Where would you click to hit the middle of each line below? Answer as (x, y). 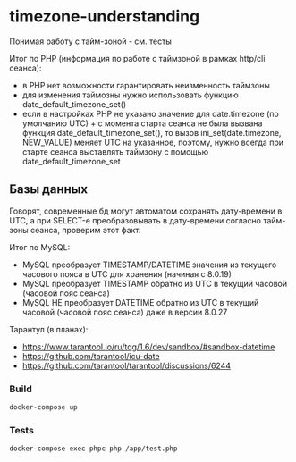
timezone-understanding (105, 17)
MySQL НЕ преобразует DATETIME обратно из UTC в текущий (140, 302)
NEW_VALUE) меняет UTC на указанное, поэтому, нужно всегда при (153, 142)
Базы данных (48, 189)
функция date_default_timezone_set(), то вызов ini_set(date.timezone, (152, 132)
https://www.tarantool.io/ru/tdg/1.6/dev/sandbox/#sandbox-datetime (148, 347)
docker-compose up (43, 407)
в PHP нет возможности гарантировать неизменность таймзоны (146, 85)
